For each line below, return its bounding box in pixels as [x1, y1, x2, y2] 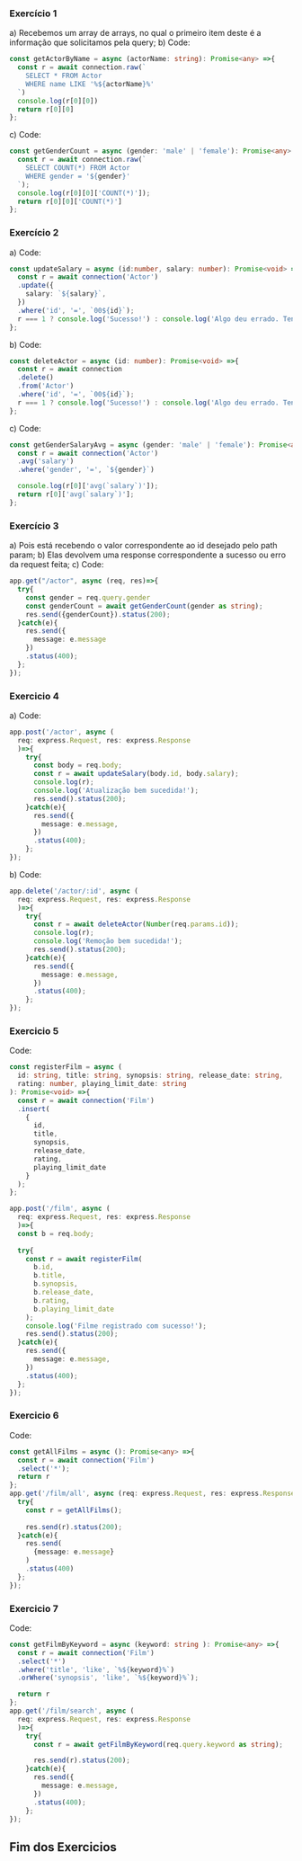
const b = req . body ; [17, 1229, 94, 1238]
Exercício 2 [9, 227, 59, 239]
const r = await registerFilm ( [25, 1254, 143, 1263]
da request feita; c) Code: [9, 559, 104, 570]
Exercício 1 [9, 7, 58, 20]
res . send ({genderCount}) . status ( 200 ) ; [25, 610, 171, 619]
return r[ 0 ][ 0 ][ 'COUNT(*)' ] [17, 197, 123, 206]
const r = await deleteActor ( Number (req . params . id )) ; [32, 920, 240, 929]
